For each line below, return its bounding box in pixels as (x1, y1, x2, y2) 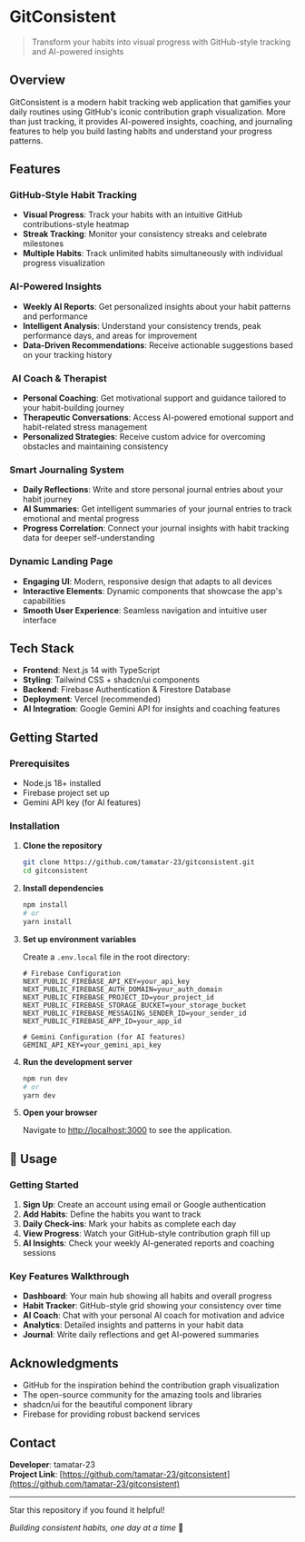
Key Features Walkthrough (9, 1270, 130, 1283)
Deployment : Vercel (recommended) (22, 693, 162, 705)
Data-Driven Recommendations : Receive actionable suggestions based (22, 339, 293, 351)
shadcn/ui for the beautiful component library (22, 1399, 193, 1410)
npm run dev (22, 1074, 68, 1083)
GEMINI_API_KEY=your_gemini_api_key (22, 1040, 162, 1050)
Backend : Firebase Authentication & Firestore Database (22, 684, 231, 695)
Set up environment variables (22, 933, 137, 944)
